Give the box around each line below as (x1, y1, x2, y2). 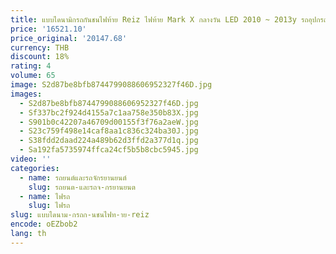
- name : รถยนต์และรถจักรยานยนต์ (19, 172, 127, 183)
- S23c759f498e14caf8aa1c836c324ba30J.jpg (19, 126, 199, 136)
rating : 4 (10, 61, 52, 71)
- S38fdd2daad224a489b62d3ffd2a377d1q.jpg (19, 136, 199, 146)
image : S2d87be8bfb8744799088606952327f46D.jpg (10, 80, 213, 90)
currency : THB (10, 42, 70, 53)
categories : (10, 163, 60, 173)
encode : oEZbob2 (10, 219, 78, 230)
